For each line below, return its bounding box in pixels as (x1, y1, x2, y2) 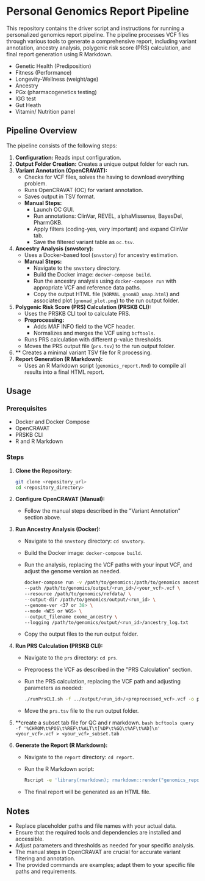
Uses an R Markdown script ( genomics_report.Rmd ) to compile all (24, 362, 186, 369)
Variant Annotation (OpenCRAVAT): (15, 166, 108, 174)
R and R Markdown (15, 437, 63, 445)
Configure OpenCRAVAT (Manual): (15, 496, 106, 503)
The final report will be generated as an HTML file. (24, 788, 151, 796)
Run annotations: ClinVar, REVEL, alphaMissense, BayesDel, (33, 212, 184, 220)
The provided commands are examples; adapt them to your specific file (15, 861, 195, 869)
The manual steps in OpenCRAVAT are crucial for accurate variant (15, 849, 181, 856)
